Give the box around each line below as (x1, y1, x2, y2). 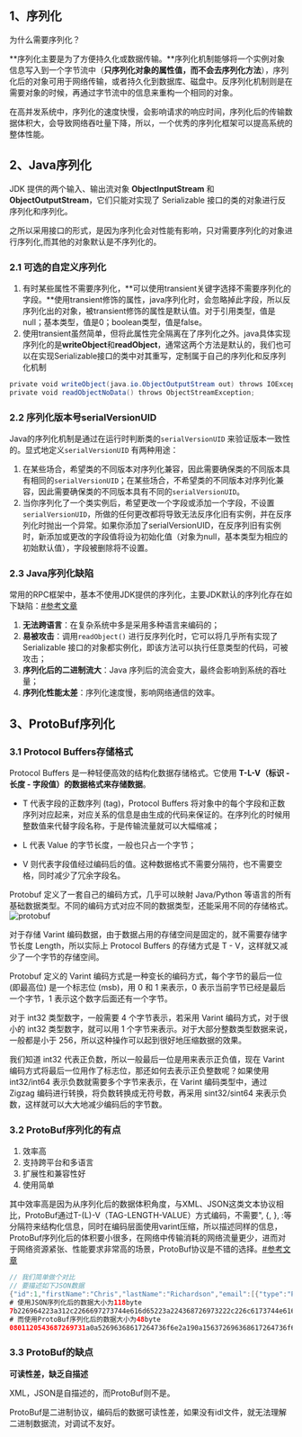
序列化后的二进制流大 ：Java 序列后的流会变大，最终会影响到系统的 (22, 664, 271, 675)
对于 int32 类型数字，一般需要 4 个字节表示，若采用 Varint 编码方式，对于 (9, 1012, 281, 1023)
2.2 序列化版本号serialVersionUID (9, 411, 157, 423)
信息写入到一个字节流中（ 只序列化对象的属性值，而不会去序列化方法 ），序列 (9, 64, 289, 75)
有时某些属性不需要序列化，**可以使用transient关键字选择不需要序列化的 (22, 283, 292, 294)
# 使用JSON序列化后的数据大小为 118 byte (9, 1297, 142, 1307)
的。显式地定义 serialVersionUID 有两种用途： (9, 444, 179, 455)
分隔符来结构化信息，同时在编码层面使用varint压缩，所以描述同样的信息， (9, 1221, 283, 1232)
